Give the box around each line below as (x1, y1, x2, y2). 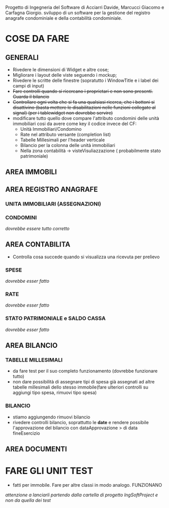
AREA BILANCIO (5, 341, 58, 350)
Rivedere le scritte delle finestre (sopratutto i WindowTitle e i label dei (12, 77, 159, 83)
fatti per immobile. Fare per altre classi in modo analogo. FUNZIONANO (12, 482, 162, 488)
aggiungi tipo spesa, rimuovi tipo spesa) (12, 390, 97, 396)
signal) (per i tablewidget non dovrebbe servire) (12, 110, 113, 116)
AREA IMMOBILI (5, 168, 57, 176)
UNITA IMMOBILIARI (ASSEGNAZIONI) (5, 200, 101, 207)
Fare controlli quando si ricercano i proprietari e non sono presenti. (12, 88, 153, 94)
